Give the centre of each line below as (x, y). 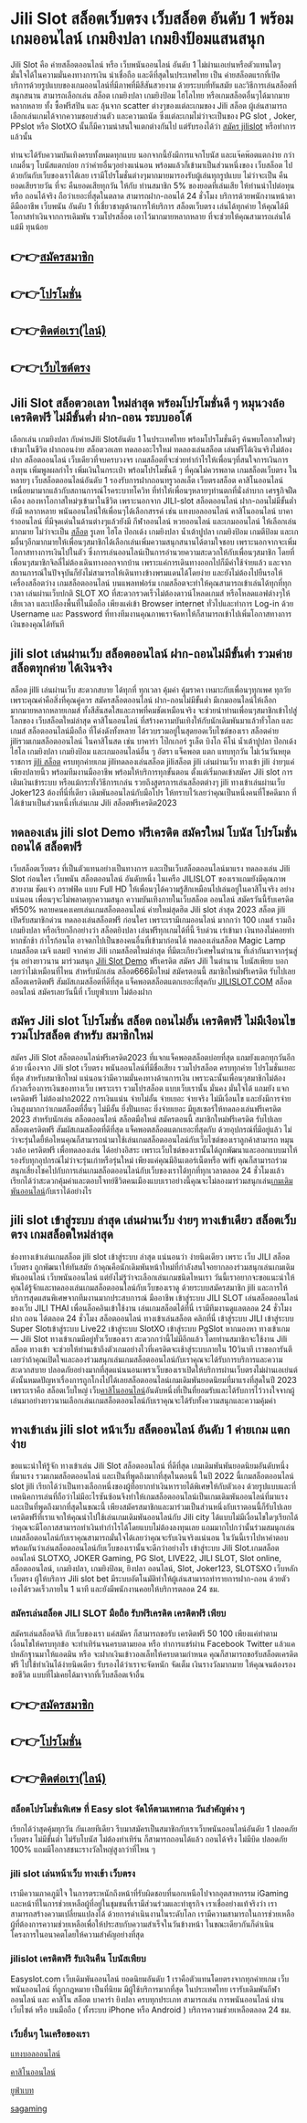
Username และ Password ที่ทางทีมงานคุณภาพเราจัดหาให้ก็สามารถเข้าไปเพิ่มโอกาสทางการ (151, 614)
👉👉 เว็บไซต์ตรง (50, 368)
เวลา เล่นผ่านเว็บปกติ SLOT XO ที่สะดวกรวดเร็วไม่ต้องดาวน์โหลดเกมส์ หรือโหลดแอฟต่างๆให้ (150, 594)
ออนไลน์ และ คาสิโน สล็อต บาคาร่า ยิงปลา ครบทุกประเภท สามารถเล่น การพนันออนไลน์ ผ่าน (147, 1999)
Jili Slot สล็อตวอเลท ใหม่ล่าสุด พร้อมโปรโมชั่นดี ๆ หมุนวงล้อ (148, 402)
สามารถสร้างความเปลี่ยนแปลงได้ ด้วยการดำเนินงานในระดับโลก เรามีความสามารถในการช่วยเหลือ (153, 1914)
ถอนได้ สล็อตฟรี (46, 846)
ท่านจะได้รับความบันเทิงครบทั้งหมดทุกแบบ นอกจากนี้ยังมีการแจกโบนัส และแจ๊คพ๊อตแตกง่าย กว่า (153, 154)
